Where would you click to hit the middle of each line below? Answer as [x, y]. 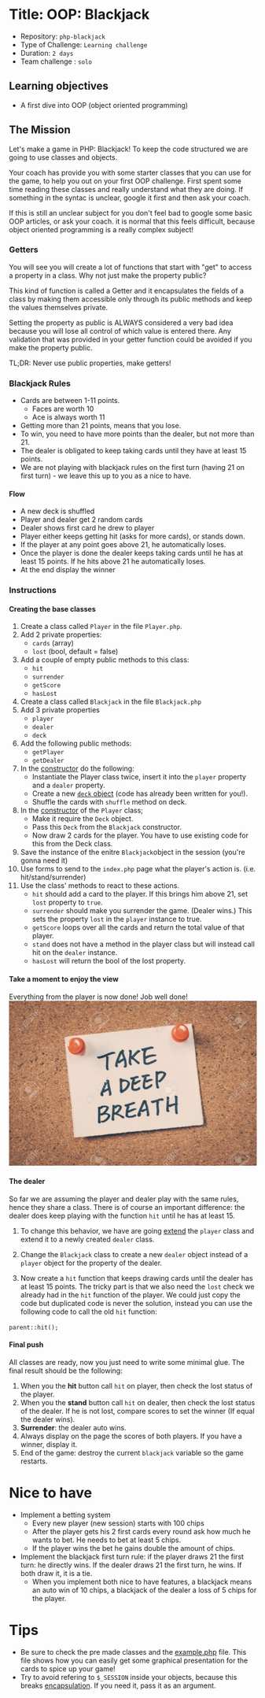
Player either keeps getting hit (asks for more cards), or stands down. [133, 536]
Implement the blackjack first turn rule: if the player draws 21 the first [132, 1556]
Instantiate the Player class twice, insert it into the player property [139, 777]
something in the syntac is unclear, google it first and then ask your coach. [130, 198]
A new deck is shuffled [57, 511]
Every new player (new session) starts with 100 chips [118, 1523]
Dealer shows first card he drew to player [87, 528]
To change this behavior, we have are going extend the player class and [137, 1230]
